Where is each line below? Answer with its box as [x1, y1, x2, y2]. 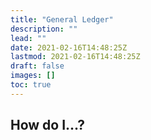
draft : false [10, 61, 65, 71]
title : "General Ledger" [10, 14, 114, 25]
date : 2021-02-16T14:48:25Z [10, 42, 128, 53]
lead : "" [10, 33, 47, 43]
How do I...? [10, 117, 86, 134]
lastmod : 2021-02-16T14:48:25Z [10, 52, 141, 62]
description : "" [10, 24, 78, 34]
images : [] [10, 71, 56, 81]
